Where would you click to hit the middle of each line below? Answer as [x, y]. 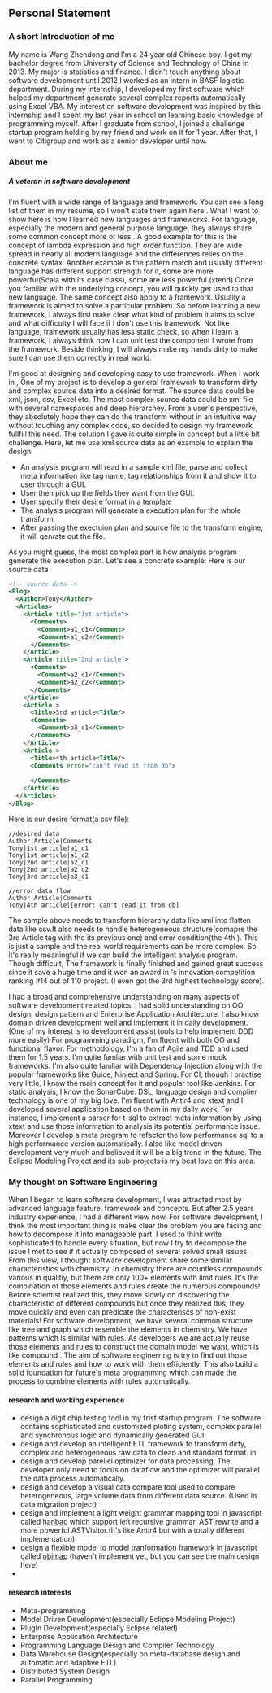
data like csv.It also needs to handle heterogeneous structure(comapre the [133, 929]
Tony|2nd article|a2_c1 [49, 862]
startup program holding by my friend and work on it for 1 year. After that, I [133, 132]
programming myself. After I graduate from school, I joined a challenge [127, 123]
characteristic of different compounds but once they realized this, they [127, 1304]
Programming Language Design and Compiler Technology [117, 1645]
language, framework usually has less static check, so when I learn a [123, 331]
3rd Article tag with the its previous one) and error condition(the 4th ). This [133, 937]
